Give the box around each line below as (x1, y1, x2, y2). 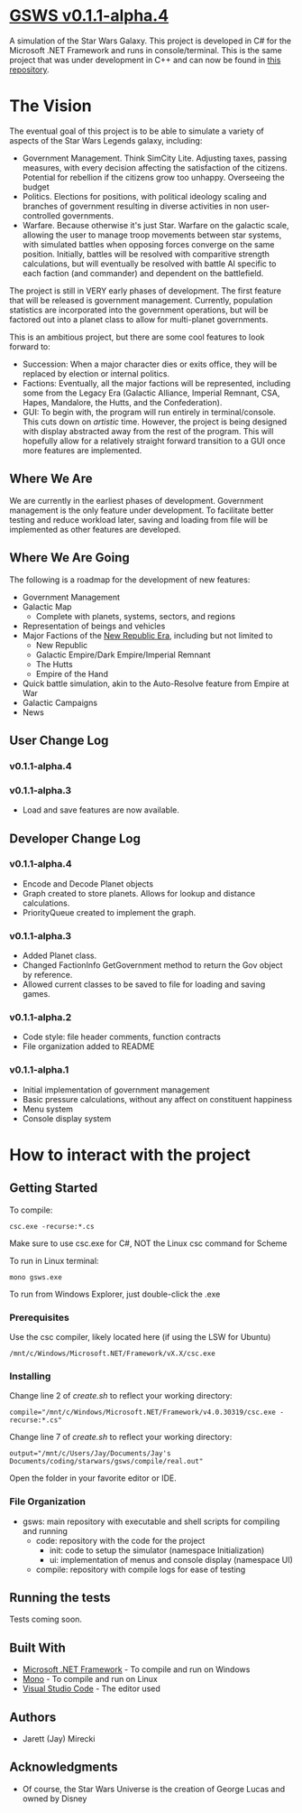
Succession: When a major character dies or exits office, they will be (22, 358, 278, 369)
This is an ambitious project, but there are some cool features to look (9, 331, 265, 342)
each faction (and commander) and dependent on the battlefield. (22, 267, 264, 278)
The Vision (9, 96, 92, 116)
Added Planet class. (22, 950, 97, 962)
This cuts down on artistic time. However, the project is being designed (22, 416, 288, 427)
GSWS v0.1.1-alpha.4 (9, 5, 169, 26)
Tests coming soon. (9, 1613, 83, 1625)
